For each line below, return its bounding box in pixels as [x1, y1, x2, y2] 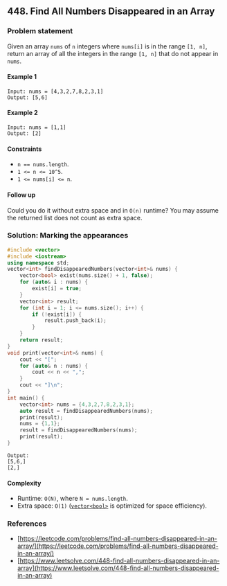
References [7, 519, 47, 529]
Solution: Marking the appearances [7, 231, 129, 240]
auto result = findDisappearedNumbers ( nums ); [19, 407, 154, 414]
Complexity [7, 479, 42, 487]
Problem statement [7, 26, 73, 36]
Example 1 [7, 73, 37, 81]
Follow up [7, 190, 36, 199]
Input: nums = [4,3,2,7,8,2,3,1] [7, 88, 104, 95]
